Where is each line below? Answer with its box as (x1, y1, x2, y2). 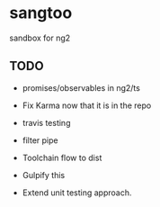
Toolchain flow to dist (22, 152, 102, 163)
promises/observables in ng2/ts (22, 82, 141, 93)
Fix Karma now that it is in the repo (22, 100, 152, 111)
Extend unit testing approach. (22, 187, 132, 198)
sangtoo (9, 3, 73, 23)
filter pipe (22, 134, 58, 146)
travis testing (22, 117, 71, 128)
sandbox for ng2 (9, 32, 71, 43)
